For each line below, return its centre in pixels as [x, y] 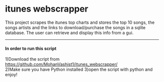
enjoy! [11, 75]
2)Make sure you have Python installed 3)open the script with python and [79, 69]
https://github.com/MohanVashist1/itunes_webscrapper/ [61, 65]
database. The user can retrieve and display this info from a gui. [69, 33]
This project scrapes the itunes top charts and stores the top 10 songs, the [80, 22]
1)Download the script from [32, 59]
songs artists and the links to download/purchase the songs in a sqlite [75, 27]
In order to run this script [31, 48]
